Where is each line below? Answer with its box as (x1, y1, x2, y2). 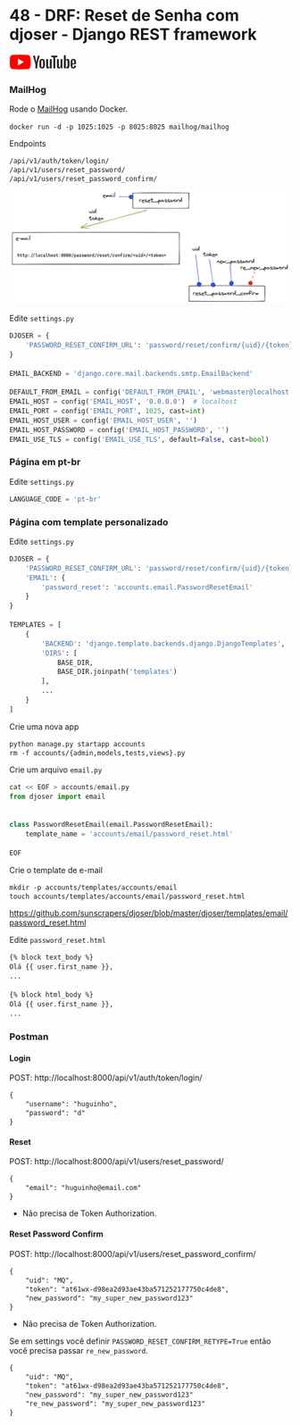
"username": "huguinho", (25, 1100, 118, 1109)
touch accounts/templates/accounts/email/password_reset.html (9, 892, 246, 901)
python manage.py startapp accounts (9, 739, 146, 748)
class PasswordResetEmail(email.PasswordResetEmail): (9, 821, 214, 829)
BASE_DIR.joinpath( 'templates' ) (56, 667, 178, 677)
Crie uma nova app (9, 721, 79, 732)
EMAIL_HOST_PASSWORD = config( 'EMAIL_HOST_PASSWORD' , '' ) (9, 425, 229, 434)
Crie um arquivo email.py (9, 764, 103, 775)
